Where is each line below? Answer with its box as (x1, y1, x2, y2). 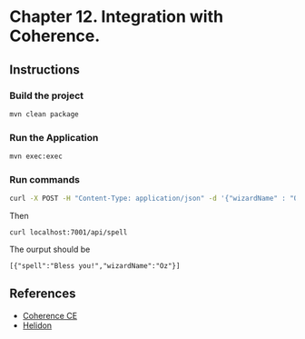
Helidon (22, 320, 53, 331)
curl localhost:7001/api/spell (9, 228, 128, 237)
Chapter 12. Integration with (9, 6, 224, 27)
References (9, 286, 76, 302)
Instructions (9, 62, 80, 77)
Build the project (9, 89, 84, 102)
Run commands (9, 173, 80, 185)
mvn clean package (9, 109, 79, 119)
